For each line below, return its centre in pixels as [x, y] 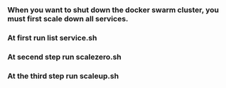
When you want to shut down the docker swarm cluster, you [113, 10]
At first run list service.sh [52, 38]
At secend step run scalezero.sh [65, 57]
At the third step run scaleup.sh [63, 76]
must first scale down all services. [68, 18]
